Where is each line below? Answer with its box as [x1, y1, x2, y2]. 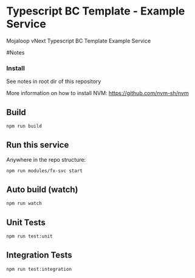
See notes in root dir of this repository [6, 78, 101, 85]
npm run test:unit [6, 233, 53, 240]
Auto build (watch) [6, 185, 78, 194]
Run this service [6, 140, 69, 150]
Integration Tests [6, 250, 72, 260]
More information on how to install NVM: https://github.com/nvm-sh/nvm [6, 90, 189, 97]
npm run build [6, 123, 43, 130]
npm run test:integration [6, 266, 72, 272]
